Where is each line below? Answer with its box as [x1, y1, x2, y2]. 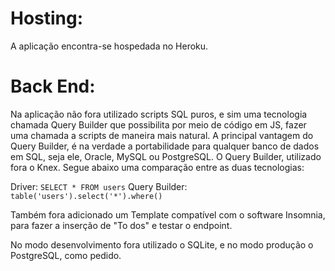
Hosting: [10, 7, 84, 30]
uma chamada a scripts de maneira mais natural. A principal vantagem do [10, 129, 314, 141]
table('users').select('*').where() [10, 191, 163, 201]
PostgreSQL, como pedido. [10, 249, 122, 261]
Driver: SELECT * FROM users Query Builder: [10, 180, 188, 192]
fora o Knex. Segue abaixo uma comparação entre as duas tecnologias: [10, 161, 305, 173]
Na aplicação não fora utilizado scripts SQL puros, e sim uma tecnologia [10, 108, 308, 120]
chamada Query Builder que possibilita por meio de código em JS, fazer [10, 118, 307, 131]
